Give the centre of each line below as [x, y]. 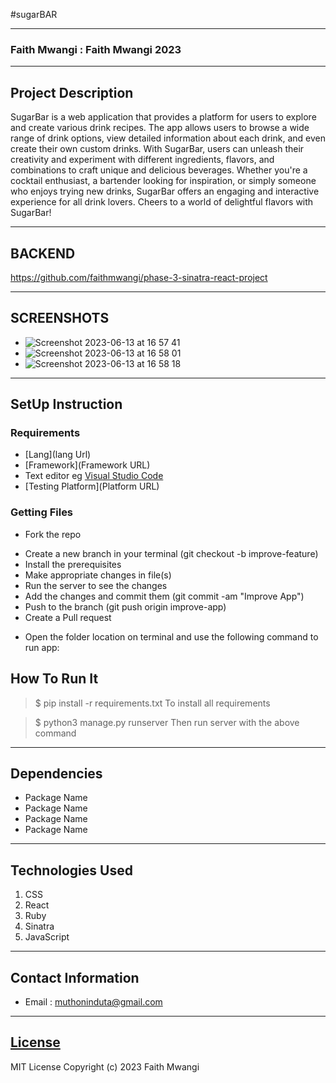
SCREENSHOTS [60, 318]
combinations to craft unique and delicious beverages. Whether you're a [159, 170]
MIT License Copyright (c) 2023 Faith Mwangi [105, 1066]
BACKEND [43, 253]
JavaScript [47, 937]
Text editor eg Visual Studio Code [94, 476]
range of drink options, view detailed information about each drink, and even [168, 138]
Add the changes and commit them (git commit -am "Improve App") [164, 596]
